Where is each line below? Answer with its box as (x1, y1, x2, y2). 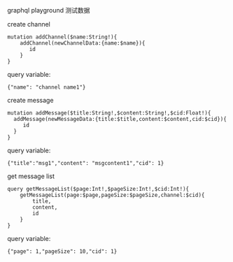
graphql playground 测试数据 (7, 6, 90, 14)
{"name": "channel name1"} (7, 84, 86, 91)
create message (7, 96, 54, 104)
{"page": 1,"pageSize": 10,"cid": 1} (7, 248, 118, 255)
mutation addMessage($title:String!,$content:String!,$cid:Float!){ (7, 110, 211, 117)
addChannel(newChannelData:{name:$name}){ (20, 40, 146, 47)
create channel (7, 20, 50, 28)
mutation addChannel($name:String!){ (7, 34, 118, 41)
